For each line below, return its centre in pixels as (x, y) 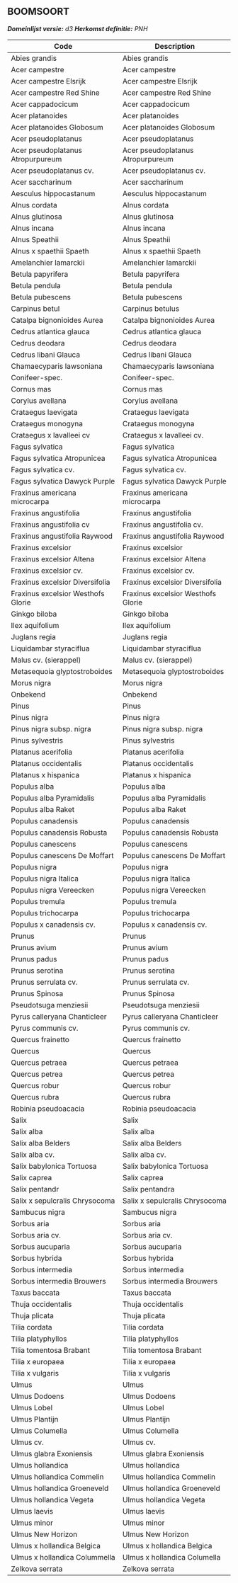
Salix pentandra (149, 1189)
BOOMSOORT (38, 12)
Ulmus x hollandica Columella (172, 1557)
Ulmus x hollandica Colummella (63, 1557)
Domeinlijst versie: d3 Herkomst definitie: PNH (78, 28)
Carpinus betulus (151, 309)
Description (175, 46)
